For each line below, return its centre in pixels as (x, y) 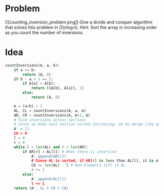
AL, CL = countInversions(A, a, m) (50, 111)
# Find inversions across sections (50, 120)
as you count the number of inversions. (44, 32)
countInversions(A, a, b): (32, 65)
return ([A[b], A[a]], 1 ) (57, 88)
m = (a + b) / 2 (28, 106)
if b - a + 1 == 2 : (34, 79)
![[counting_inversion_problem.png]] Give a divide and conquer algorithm (79, 22)
